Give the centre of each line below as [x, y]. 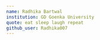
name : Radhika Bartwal [34, 11]
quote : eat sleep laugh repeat [45, 22]
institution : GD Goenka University [50, 17]
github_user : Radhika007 [37, 28]
